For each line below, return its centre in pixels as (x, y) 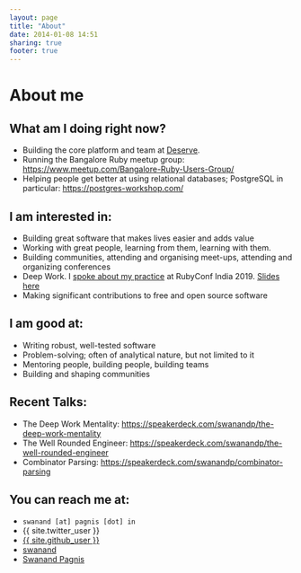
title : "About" (38, 26)
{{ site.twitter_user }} (61, 531)
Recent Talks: (48, 402)
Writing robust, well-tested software (89, 345)
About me (47, 96)
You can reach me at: (70, 499)
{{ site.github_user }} (61, 541)
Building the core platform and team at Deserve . (111, 150)
